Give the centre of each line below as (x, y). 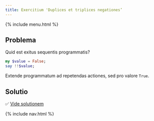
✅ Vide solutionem (25, 104)
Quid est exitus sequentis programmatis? (48, 52)
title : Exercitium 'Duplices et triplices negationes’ (64, 10)
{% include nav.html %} (30, 114)
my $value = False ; (26, 62)
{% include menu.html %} (32, 24)
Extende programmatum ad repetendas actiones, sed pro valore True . (77, 76)
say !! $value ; (20, 66)
